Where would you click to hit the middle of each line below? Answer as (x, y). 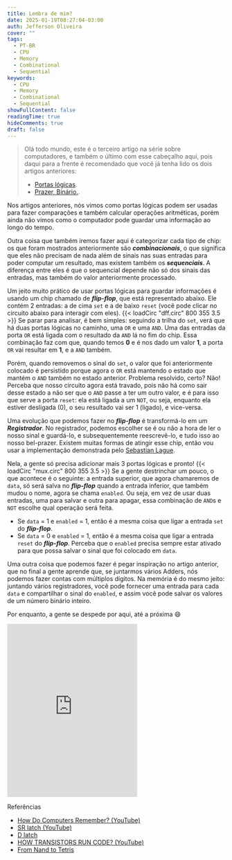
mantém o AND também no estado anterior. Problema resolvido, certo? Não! (114, 378)
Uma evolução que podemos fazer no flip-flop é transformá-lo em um (107, 421)
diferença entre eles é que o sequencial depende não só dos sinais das (109, 270)
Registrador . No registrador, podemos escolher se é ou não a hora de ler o (114, 428)
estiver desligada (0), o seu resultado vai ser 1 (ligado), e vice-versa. (105, 407)
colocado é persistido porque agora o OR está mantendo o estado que (107, 370)
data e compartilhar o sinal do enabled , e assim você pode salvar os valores (115, 593)
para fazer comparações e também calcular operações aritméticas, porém (113, 213)
